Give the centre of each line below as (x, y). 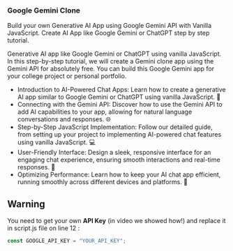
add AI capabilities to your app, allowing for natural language (105, 112)
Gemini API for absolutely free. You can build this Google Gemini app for (111, 69)
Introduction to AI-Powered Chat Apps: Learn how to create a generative (121, 90)
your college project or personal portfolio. (67, 76)
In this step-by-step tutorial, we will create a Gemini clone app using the (111, 61)
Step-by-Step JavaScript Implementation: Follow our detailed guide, (115, 127)
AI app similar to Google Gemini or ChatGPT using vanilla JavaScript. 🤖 (119, 97)
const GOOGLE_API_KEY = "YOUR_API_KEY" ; (67, 241)
